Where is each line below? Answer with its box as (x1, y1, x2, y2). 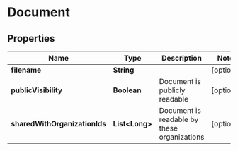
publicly (159, 85, 186, 95)
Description (161, 54, 202, 63)
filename (11, 65, 42, 75)
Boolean (113, 85, 142, 95)
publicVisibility (11, 85, 62, 95)
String (113, 65, 135, 75)
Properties (7, 32, 55, 44)
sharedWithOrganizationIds (11, 119, 106, 128)
